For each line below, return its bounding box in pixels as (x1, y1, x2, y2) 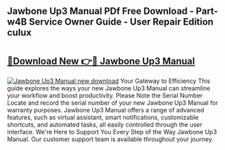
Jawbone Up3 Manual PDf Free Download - (7, 5, 194, 17)
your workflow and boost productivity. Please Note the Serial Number (7, 92, 203, 99)
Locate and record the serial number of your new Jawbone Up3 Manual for (7, 99, 219, 107)
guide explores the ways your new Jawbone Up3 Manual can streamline (7, 84, 211, 92)
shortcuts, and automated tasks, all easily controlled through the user (7, 121, 203, 129)
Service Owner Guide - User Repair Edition (28, 16, 214, 28)
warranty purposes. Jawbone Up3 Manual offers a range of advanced (7, 106, 204, 114)
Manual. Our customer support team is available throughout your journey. (7, 135, 214, 143)
